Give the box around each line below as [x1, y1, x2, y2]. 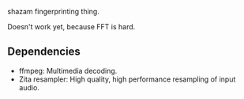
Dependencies [7, 45, 81, 59]
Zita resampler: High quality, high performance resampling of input [18, 74, 236, 84]
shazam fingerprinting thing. [7, 7, 99, 16]
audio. [18, 82, 40, 92]
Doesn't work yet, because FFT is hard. [7, 22, 136, 31]
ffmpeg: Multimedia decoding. [18, 66, 118, 75]
